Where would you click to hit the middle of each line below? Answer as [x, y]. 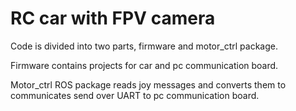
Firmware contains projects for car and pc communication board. [144, 65]
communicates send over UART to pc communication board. [135, 95]
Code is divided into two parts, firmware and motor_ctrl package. [144, 46]
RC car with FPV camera [113, 18]
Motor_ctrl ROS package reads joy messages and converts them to [148, 84]
